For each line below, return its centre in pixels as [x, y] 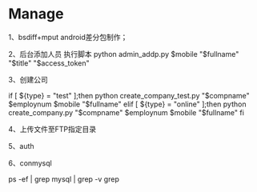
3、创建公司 [28, 79]
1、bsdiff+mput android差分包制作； [68, 37]
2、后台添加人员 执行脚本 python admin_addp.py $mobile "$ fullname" [124, 54]
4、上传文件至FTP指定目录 [52, 129]
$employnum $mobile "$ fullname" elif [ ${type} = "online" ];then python [127, 104]
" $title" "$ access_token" [49, 63]
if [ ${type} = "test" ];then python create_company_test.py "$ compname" [129, 95]
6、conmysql [30, 163]
